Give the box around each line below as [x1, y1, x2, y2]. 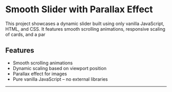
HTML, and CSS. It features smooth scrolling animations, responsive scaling [5, 26, 165, 32]
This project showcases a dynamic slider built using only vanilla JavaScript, [5, 20, 165, 27]
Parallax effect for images [12, 71, 68, 77]
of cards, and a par [5, 31, 46, 37]
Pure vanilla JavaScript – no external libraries [12, 76, 108, 82]
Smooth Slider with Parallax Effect [5, 4, 153, 15]
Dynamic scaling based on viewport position [12, 65, 106, 71]
